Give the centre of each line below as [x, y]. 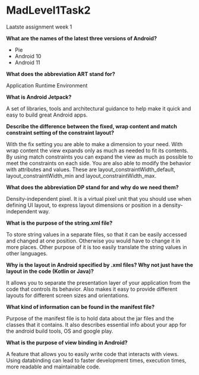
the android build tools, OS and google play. [60, 331]
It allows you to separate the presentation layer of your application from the [98, 282]
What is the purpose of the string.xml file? [59, 223]
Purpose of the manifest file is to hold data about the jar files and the [90, 318]
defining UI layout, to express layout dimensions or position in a [84, 205]
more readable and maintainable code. [53, 367]
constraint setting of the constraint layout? [60, 133]
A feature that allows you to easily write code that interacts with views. [93, 354]
